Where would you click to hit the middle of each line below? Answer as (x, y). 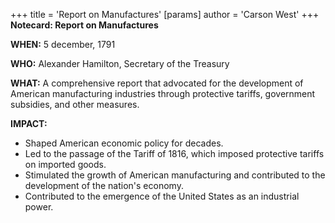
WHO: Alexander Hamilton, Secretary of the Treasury (120, 63)
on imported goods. (65, 164)
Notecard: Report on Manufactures (84, 25)
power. (39, 207)
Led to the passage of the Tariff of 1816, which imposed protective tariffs (174, 153)
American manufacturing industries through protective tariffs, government (163, 93)
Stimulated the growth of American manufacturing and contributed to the (175, 175)
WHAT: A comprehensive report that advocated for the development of (157, 83)
